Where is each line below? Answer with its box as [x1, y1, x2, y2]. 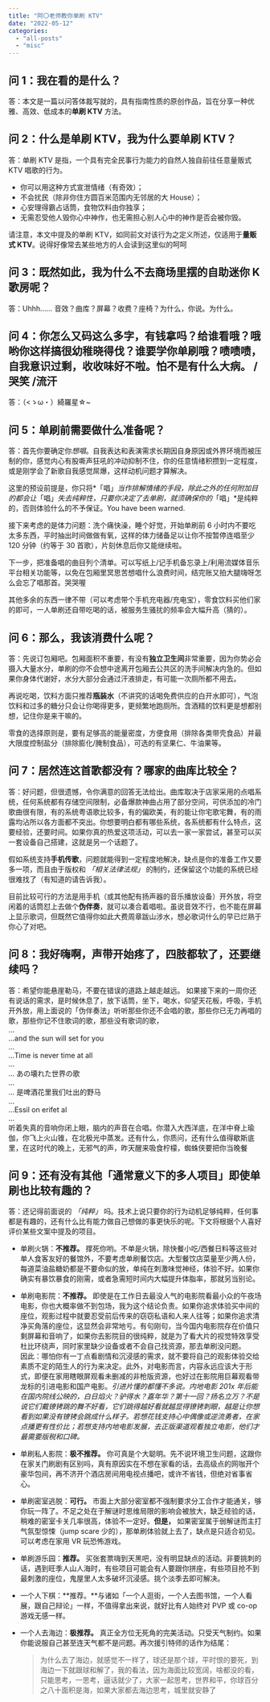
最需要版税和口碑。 [19, 1432, 84, 1441]
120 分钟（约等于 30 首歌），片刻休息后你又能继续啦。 [8, 541, 186, 550]
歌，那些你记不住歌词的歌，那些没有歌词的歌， [8, 1016, 163, 1025]
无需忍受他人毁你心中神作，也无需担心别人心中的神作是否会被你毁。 [19, 212, 246, 222]
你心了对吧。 [8, 921, 51, 931]
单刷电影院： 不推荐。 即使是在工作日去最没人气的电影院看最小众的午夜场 [19, 1291, 262, 1300]
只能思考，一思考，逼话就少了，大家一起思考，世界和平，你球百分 [39, 1675, 259, 1685]
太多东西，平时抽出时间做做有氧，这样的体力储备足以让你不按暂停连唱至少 [8, 530, 255, 540]
